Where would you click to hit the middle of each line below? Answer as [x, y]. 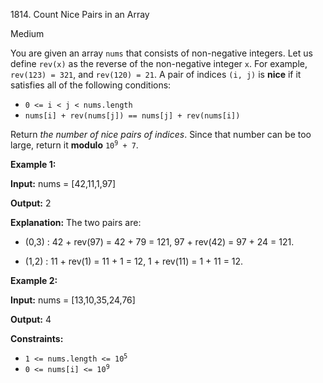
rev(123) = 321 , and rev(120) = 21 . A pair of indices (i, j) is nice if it [156, 74]
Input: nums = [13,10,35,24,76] [73, 300]
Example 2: [34, 280]
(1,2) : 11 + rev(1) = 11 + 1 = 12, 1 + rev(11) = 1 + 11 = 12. [134, 261]
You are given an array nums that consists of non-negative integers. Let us [161, 53]
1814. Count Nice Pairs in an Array [80, 14]
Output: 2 [31, 203]
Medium [27, 33]
